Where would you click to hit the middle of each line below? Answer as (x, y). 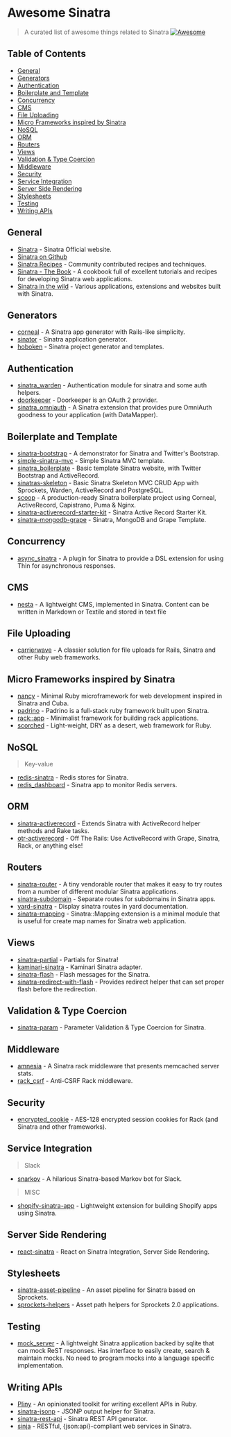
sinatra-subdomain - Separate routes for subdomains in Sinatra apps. (117, 899)
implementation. (40, 1365)
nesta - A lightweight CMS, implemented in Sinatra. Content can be (113, 604)
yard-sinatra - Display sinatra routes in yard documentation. (103, 906)
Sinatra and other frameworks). (62, 1127)
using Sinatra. (37, 1213)
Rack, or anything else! (50, 846)
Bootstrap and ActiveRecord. (58, 476)
